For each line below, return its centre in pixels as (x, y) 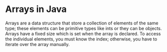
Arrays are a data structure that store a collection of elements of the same (82, 23)
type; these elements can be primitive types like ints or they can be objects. (83, 28)
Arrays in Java (36, 9)
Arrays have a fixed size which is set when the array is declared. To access (83, 33)
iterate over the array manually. (37, 44)
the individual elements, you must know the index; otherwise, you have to (81, 39)
